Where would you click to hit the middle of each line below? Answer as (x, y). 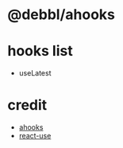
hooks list (40, 51)
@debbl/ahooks (61, 15)
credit (27, 105)
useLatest (35, 73)
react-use (35, 136)
